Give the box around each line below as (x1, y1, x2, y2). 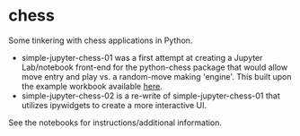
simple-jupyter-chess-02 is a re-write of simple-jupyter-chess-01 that (21, 90, 280, 101)
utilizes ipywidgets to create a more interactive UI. (21, 99, 207, 110)
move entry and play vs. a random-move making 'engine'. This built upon (21, 71, 292, 81)
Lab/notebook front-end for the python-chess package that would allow (21, 62, 288, 72)
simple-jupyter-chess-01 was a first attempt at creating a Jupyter (21, 52, 263, 63)
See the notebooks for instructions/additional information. (8, 117, 222, 128)
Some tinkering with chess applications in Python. (8, 35, 193, 46)
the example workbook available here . (21, 81, 163, 91)
